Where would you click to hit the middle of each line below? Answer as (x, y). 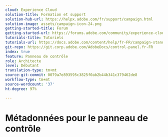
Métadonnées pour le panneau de (77, 118)
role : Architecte (23, 61)
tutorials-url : (21, 42)
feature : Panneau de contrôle (37, 56)
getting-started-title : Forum (37, 28)
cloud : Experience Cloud (31, 10)
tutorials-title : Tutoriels (34, 38)
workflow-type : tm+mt (28, 79)
